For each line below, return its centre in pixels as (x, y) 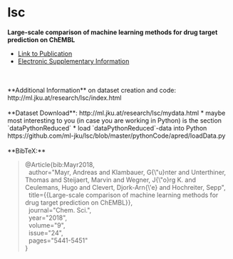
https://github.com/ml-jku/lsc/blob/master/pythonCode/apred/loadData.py (116, 136)
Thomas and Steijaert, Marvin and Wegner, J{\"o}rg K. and (110, 180)
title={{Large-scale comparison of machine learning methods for (123, 195)
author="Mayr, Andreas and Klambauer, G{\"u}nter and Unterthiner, (127, 172)
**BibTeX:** (27, 151)
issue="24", (46, 233)
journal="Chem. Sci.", (60, 210)
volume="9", (47, 225)
